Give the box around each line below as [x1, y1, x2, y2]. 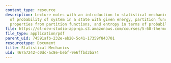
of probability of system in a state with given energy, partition [10, 17, 156, 22]
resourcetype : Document [5, 41, 56, 46]
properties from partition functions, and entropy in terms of [10, 21, 147, 27]
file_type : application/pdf [5, 31, 65, 36]
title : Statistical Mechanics [5, 45, 70, 50]
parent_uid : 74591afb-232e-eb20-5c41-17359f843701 [5, 36, 115, 41]
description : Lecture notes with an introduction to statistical [5, 12, 147, 17]
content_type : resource [5, 7, 56, 13]
